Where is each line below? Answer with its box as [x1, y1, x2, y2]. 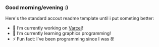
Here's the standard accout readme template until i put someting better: [5, 15, 154, 21]
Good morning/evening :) [5, 4, 69, 11]
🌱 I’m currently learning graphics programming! [12, 30, 111, 36]
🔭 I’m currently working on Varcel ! [12, 25, 83, 31]
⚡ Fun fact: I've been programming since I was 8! [12, 36, 115, 42]
